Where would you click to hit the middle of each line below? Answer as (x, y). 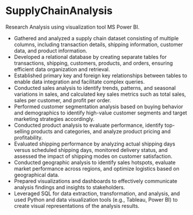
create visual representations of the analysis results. (77, 206)
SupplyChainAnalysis (59, 11)
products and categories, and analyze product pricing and (101, 131)
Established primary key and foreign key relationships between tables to (101, 75)
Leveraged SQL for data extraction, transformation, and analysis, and (97, 193)
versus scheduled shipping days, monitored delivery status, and (91, 150)
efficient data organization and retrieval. (62, 69)
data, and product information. (50, 50)
